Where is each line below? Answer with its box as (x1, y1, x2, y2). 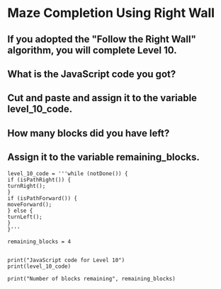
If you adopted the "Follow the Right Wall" (7, 33, 196, 45)
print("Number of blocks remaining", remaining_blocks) (7, 275, 176, 282)
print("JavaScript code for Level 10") (7, 256, 125, 264)
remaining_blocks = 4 (7, 238, 72, 245)
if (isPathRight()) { (7, 176, 72, 183)
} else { (7, 207, 33, 214)
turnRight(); (7, 182, 46, 189)
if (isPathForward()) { (7, 194, 78, 202)
